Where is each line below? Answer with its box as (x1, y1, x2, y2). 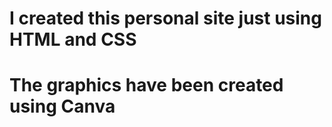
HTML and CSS (9, 28, 137, 51)
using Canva (9, 95, 116, 118)
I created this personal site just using (9, 7, 322, 30)
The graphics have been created (9, 74, 284, 97)
